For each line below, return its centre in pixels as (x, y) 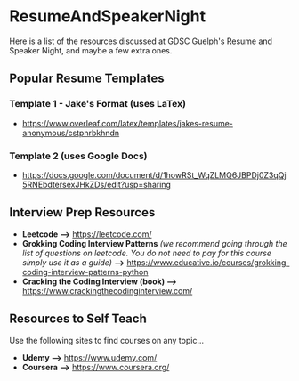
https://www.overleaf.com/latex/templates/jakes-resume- (128, 123)
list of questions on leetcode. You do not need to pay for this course (147, 253)
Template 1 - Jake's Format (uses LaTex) (98, 104)
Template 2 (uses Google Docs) (79, 156)
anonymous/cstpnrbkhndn (71, 133)
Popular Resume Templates (87, 79)
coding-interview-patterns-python (85, 272)
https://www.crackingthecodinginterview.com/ (107, 290)
